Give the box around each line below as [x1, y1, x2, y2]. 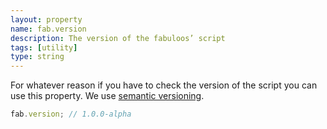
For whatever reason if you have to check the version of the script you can [10, 79, 318, 91]
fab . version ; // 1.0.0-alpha [10, 109, 132, 120]
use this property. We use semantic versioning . [10, 90, 205, 102]
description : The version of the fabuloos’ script [10, 33, 226, 43]
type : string [10, 52, 65, 62]
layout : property [10, 14, 83, 25]
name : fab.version [10, 24, 87, 34]
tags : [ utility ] [10, 42, 78, 53]
